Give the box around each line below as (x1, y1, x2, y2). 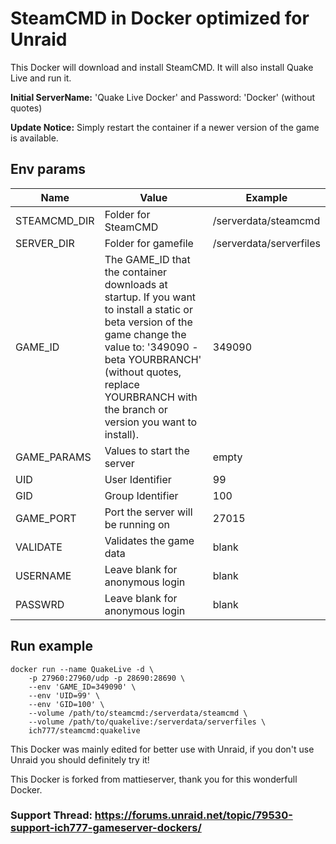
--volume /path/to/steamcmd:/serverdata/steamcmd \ (28, 708, 248, 718)
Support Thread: (10, 808, 93, 822)
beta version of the (104, 315, 193, 329)
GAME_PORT (15, 511, 77, 525)
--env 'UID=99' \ (28, 690, 101, 701)
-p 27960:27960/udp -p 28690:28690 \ (28, 673, 186, 683)
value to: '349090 (104, 340, 190, 354)
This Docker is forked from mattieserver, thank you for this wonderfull (10, 773, 298, 785)
